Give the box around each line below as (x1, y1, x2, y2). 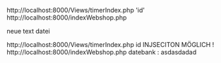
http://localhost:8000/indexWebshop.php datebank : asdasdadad (6, 48, 197, 56)
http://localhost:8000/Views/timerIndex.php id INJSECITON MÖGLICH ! (6, 41, 215, 48)
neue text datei (6, 27, 50, 35)
